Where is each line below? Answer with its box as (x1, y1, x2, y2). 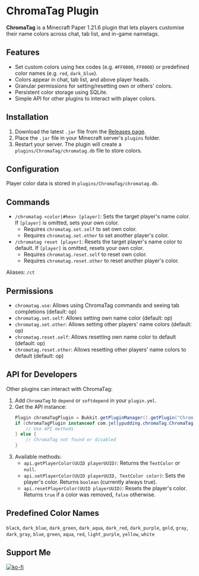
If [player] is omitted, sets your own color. (14, 219, 119, 227)
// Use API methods (26, 425, 74, 432)
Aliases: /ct (6, 269, 35, 276)
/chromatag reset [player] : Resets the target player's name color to (14, 238, 182, 245)
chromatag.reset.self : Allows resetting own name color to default (14, 333, 176, 340)
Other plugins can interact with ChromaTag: (6, 385, 113, 392)
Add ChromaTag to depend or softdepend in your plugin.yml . (14, 397, 157, 404)
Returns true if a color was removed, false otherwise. (23, 491, 156, 498)
